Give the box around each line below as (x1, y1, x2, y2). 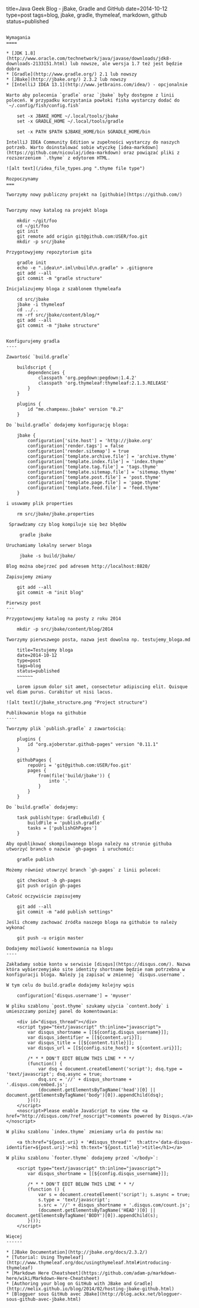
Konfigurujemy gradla (6, 338, 60, 344)
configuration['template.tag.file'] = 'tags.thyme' (27, 464, 159, 470)
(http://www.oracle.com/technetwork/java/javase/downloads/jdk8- (6, 56, 172, 62)
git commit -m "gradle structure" (17, 275, 102, 281)
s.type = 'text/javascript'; (38, 1197, 111, 1203)
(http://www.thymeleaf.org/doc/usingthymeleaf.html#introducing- (6, 1260, 172, 1266)
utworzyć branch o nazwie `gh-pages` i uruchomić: (6, 846, 135, 852)
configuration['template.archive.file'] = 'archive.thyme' (27, 454, 178, 460)
